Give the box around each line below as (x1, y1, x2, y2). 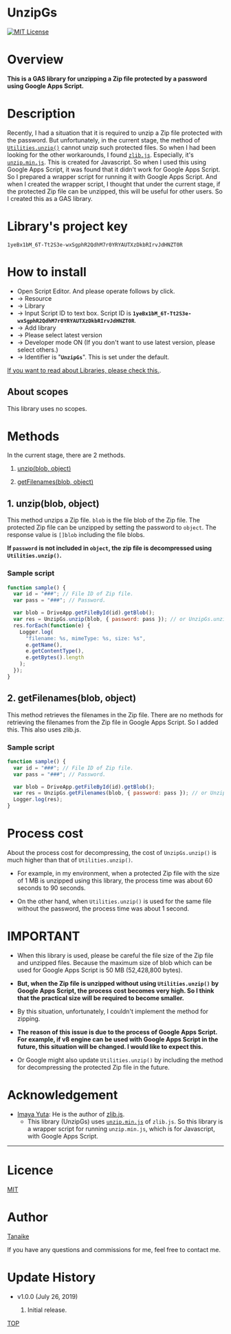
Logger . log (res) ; (13, 796, 63, 803)
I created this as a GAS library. (7, 194, 93, 202)
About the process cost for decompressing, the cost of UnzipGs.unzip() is (7, 848, 217, 856)
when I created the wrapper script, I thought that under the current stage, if (7, 180, 221, 188)
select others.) (16, 346, 58, 354)
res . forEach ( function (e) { (13, 622, 91, 629)
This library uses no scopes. (7, 404, 87, 412)
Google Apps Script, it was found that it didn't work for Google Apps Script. (7, 165, 221, 173)
